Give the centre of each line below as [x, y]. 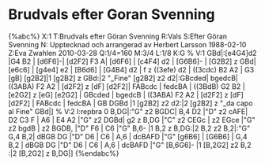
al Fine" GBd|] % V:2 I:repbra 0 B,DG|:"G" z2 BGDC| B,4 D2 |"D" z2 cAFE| [128, 111]
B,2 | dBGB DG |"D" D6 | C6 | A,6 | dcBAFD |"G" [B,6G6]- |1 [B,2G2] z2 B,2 [130, 145]
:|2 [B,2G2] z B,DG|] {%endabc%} [64, 153]
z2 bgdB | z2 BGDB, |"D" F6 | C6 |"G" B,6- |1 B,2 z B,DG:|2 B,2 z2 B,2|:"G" [129, 128]
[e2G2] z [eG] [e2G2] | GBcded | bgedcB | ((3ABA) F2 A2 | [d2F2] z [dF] [126, 94]
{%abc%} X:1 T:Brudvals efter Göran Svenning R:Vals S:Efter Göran [118, 36]
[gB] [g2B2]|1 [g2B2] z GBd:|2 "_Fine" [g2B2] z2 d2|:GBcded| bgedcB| [123, 78]
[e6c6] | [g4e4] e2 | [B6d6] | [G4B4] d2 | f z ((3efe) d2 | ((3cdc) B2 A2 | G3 [131, 69]
